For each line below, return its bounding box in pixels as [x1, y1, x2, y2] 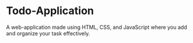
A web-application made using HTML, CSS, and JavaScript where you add [6, 24, 188, 31]
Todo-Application [6, 4, 94, 18]
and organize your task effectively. [6, 29, 90, 37]
